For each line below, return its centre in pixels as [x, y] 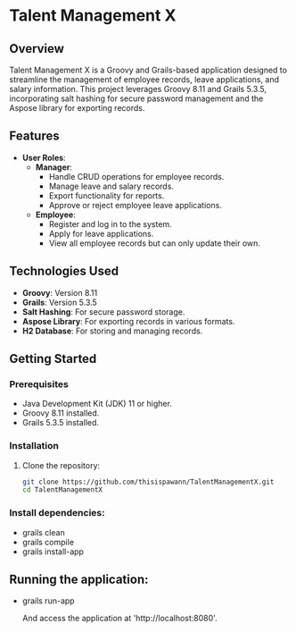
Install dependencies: [57, 513]
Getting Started [53, 359]
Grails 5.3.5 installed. [61, 423]
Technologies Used [64, 271]
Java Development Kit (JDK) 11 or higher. [97, 404]
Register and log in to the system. [110, 223]
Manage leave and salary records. [111, 186]
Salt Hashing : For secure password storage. [103, 312]
